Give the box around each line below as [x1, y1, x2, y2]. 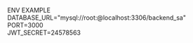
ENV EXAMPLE [7, 6, 51, 14]
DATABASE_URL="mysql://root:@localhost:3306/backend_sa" [7, 13, 186, 22]
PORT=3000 [7, 21, 44, 29]
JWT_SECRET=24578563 [7, 28, 81, 37]
